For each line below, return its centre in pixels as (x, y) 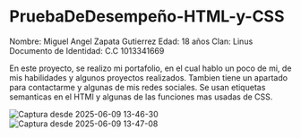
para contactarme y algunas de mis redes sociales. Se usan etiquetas (138, 87)
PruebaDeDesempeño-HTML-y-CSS (147, 17)
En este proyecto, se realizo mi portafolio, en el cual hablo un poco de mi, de (150, 68)
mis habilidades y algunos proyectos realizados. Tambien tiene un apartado (149, 77)
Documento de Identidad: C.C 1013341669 (87, 50)
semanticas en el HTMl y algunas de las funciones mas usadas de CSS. (141, 97)
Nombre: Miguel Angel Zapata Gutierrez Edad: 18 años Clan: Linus (131, 41)
